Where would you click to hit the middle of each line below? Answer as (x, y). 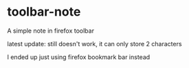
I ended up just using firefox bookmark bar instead (79, 57)
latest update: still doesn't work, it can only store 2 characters (94, 44)
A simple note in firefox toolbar (51, 31)
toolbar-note (44, 12)
